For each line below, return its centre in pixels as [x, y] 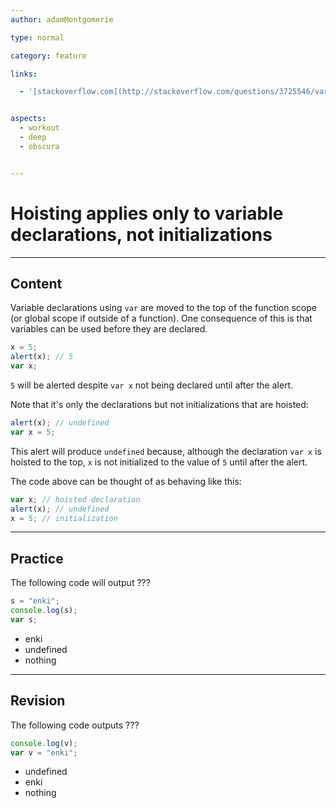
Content [36, 283]
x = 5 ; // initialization [64, 518]
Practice [37, 558]
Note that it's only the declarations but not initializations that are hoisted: [159, 404]
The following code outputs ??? [75, 725]
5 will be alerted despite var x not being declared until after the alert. [152, 385]
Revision [38, 701]
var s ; [24, 619]
